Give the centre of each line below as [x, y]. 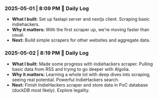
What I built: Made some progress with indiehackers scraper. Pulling [82, 64]
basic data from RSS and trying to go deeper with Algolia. [71, 69]
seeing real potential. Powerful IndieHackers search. [66, 80]
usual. [18, 35]
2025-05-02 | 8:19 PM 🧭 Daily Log [47, 53]
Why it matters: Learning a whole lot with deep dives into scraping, [81, 74]
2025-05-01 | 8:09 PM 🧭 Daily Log [47, 8]
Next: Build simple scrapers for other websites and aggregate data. [81, 40]
